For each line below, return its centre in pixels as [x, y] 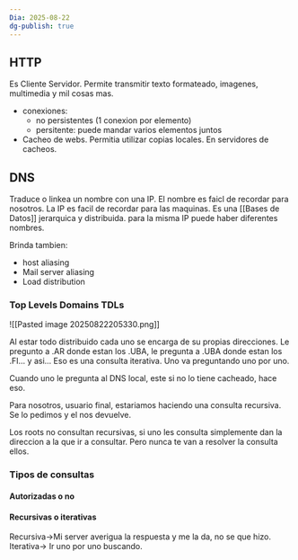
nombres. [27, 228]
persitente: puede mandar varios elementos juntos [129, 130]
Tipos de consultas [52, 475]
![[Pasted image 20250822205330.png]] [84, 324]
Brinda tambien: [39, 245]
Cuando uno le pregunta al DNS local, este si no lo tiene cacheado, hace [143, 378]
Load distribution [53, 282]
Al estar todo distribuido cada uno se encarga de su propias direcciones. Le [149, 342]
